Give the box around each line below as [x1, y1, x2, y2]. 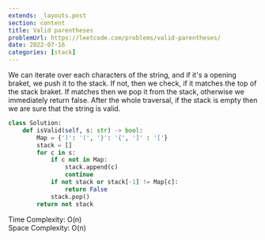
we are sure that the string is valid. [8, 104, 121, 113]
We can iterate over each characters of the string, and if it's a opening [8, 70, 237, 79]
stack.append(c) [64, 163, 119, 171]
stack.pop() [50, 192, 90, 200]
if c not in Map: [50, 156, 108, 164]
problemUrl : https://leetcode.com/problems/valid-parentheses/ [8, 33, 221, 42]
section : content [8, 19, 66, 27]
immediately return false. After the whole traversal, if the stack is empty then [8, 96, 258, 105]
